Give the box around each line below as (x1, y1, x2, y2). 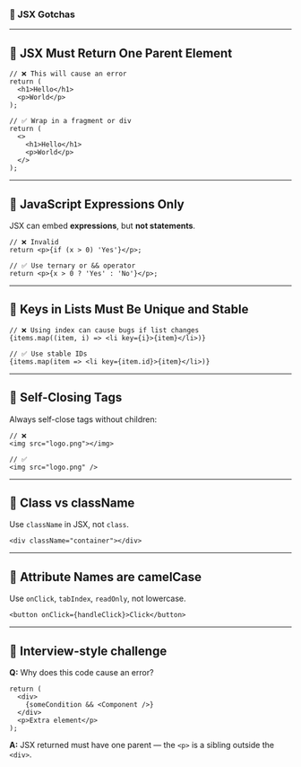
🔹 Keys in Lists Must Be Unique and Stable (9, 302, 249, 317)
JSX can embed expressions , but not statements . (9, 220, 195, 231)
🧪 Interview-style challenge (9, 643, 168, 658)
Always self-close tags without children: (9, 413, 158, 425)
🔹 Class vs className (9, 495, 135, 510)
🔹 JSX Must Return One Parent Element (9, 45, 233, 61)
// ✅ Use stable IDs (9, 349, 88, 358)
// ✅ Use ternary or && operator (9, 260, 136, 270)
